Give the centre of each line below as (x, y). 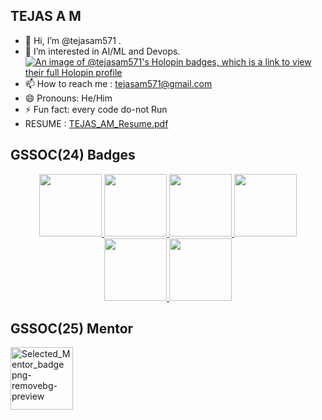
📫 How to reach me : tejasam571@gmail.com (118, 83)
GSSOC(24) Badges (73, 155)
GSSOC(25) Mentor (72, 329)
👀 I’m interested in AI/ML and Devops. (102, 51)
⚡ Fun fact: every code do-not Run (96, 109)
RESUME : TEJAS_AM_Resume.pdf (96, 123)
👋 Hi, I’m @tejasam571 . (73, 40)
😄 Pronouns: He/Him (68, 98)
